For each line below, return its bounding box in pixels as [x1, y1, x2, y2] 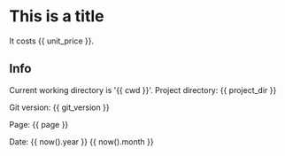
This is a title [9, 6, 104, 27]
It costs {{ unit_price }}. [9, 35, 95, 46]
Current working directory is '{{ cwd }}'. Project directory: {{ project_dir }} [9, 84, 277, 95]
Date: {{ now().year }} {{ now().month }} [9, 136, 155, 147]
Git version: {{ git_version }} [9, 102, 110, 113]
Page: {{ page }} [9, 119, 69, 129]
